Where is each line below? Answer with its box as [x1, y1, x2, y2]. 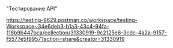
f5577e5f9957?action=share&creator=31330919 [6, 36, 125, 42]
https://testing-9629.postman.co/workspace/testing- [6, 17, 138, 23]
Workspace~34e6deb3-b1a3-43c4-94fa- [6, 23, 109, 30]
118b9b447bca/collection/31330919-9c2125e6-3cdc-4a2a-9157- [6, 29, 167, 36]
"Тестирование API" [6, 5, 58, 12]
